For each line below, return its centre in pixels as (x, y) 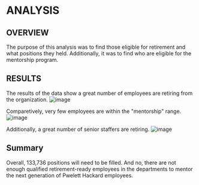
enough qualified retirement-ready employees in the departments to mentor (99, 169)
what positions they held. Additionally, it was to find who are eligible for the (99, 53)
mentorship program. (32, 60)
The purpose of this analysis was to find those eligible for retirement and (96, 47)
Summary (25, 148)
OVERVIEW (28, 33)
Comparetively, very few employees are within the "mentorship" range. (94, 111)
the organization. (27, 99)
